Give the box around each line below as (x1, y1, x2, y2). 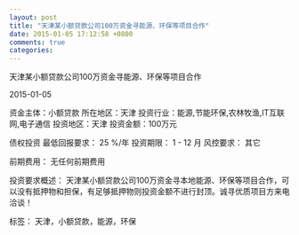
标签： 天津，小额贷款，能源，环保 (9, 216, 136, 227)
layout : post (9, 12, 58, 22)
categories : (9, 46, 53, 55)
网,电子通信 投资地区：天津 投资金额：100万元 (9, 119, 178, 129)
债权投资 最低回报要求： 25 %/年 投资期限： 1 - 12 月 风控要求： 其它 (9, 137, 261, 148)
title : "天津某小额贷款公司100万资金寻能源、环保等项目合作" (9, 21, 210, 30)
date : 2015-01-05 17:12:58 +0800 (9, 29, 133, 38)
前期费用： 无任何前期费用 (9, 156, 105, 167)
